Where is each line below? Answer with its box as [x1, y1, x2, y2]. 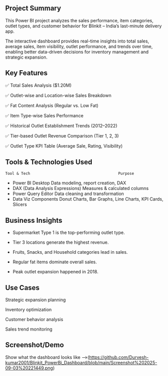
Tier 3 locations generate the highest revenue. [12, 240, 109, 246]
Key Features [5, 69, 48, 77]
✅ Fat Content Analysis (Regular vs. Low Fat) [5, 102, 99, 108]
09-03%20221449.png [5, 365, 53, 371]
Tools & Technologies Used [5, 158, 92, 166]
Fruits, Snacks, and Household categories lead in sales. [12, 249, 128, 255]
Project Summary [5, 4, 62, 13]
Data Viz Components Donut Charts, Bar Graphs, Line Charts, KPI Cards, [12, 196, 163, 202]
